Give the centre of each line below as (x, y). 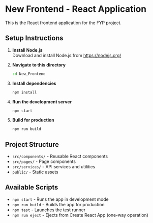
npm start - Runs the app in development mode (61, 199)
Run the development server (42, 101)
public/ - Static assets (35, 172)
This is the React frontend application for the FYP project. (63, 23)
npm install (24, 92)
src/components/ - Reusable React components (60, 157)
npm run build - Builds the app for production (58, 204)
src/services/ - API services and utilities (54, 167)
